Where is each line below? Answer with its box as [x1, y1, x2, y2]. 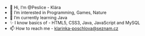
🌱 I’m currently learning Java [9, 15, 68, 20]
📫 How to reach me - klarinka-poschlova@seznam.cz [9, 25, 119, 31]
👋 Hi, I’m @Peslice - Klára [9, 5, 61, 10]
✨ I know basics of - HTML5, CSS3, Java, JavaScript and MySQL [9, 20, 140, 25]
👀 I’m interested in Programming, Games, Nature [9, 10, 107, 15]
